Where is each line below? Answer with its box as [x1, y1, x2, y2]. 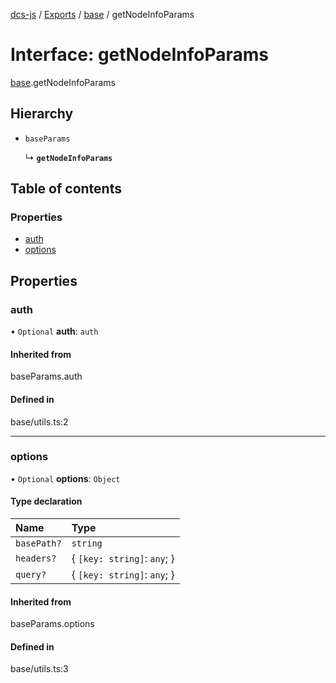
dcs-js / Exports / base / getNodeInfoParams [10, 9, 195, 20]
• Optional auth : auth [10, 325, 99, 338]
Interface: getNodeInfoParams [10, 44, 269, 66]
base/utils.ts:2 [10, 415, 69, 428]
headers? [15, 553, 57, 564]
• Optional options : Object [10, 472, 121, 484]
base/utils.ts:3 [10, 663, 69, 675]
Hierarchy [10, 105, 74, 123]
